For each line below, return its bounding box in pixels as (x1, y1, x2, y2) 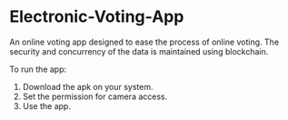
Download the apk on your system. (22, 81, 154, 92)
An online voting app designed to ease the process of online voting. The (9, 36, 280, 47)
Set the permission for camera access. (22, 91, 168, 102)
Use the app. (22, 100, 71, 111)
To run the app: (9, 64, 67, 75)
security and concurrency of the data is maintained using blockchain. (9, 45, 269, 56)
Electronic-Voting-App (9, 6, 184, 27)
